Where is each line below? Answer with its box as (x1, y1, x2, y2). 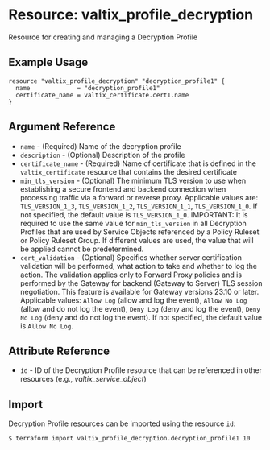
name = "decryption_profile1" (15, 84, 160, 92)
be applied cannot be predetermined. (19, 244, 144, 254)
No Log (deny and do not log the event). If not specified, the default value (19, 312, 263, 322)
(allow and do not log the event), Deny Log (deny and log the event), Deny (19, 303, 260, 313)
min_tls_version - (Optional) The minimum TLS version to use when (19, 175, 247, 185)
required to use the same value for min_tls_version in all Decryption (19, 218, 247, 228)
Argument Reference (8, 120, 116, 134)
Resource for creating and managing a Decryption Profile (8, 32, 198, 42)
